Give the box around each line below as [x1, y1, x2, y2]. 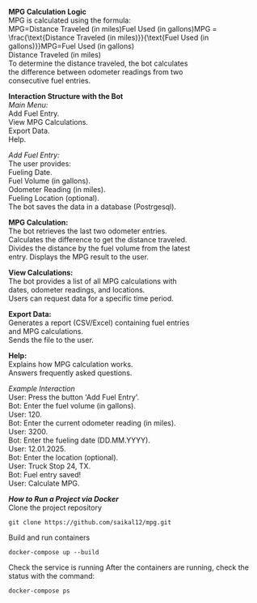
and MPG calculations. [8, 327, 83, 336]
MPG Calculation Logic [8, 7, 87, 16]
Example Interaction [8, 384, 75, 393]
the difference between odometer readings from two [8, 67, 183, 76]
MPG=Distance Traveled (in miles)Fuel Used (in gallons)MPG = [8, 24, 217, 33]
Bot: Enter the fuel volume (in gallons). [8, 401, 136, 410]
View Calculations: [8, 267, 74, 277]
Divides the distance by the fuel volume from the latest [8, 243, 191, 253]
